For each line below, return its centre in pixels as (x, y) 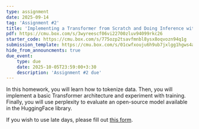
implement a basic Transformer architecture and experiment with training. (96, 96)
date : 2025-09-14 (28, 17)
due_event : (20, 56)
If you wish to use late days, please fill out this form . (70, 120)
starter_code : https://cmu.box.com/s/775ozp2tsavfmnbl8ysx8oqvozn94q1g (96, 39)
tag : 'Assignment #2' (33, 23)
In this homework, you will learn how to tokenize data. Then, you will (89, 89)
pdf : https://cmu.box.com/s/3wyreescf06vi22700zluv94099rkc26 (84, 34)
